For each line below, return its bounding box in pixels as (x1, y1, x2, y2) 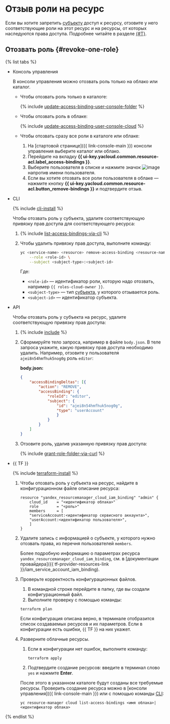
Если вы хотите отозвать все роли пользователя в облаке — (27, 175, 159, 181)
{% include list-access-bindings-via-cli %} (20, 230, 110, 236)
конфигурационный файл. (27, 591, 83, 597)
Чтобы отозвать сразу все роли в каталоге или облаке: (20, 133, 140, 139)
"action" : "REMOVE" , (38, 385, 82, 390)
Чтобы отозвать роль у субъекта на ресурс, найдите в (20, 480, 138, 486)
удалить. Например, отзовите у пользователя (20, 350, 119, 356)
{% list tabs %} (5, 59, 37, 65)
